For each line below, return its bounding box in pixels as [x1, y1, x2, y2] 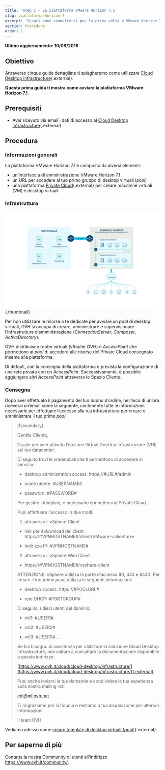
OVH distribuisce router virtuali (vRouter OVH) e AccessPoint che [5, 343, 137, 349]
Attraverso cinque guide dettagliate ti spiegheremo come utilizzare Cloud [5, 70, 153, 76]
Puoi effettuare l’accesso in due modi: [17, 509, 94, 515]
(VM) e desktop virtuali [12, 188, 59, 194]
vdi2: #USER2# [24, 625, 55, 630]
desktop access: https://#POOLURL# [24, 586, 100, 592]
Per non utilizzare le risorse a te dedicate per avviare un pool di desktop [5, 318, 151, 324]
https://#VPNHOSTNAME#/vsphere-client [24, 562, 110, 568]
